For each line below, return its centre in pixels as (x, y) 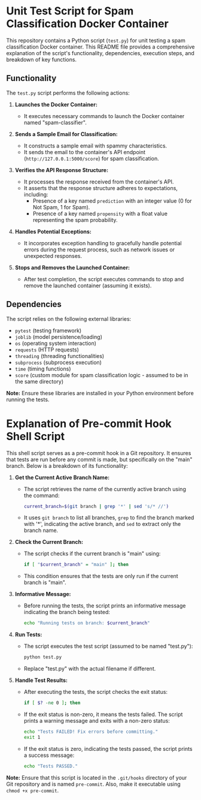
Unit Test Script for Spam (70, 11)
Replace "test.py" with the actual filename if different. (90, 669)
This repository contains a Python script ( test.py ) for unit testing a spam (96, 40)
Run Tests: (28, 634)
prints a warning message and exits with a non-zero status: (97, 720)
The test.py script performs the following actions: (68, 93)
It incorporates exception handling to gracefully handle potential (103, 243)
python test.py (42, 657)
